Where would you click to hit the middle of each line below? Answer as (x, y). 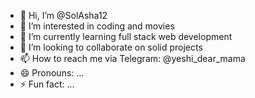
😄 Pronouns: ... (52, 73)
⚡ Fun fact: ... (47, 84)
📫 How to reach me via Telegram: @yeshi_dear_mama (132, 58)
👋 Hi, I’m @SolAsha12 (63, 15)
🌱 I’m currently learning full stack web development (126, 36)
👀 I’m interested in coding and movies (97, 26)
